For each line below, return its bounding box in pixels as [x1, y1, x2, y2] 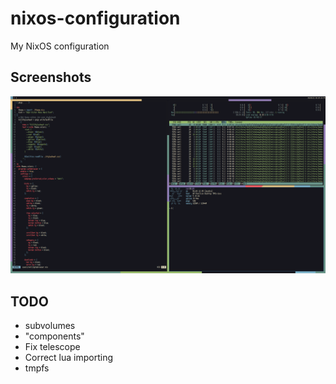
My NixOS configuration [10, 40, 110, 52]
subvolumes [24, 320, 76, 332]
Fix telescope [24, 341, 81, 353]
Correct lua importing [24, 352, 114, 364]
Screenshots [10, 69, 92, 86]
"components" [24, 330, 85, 342]
